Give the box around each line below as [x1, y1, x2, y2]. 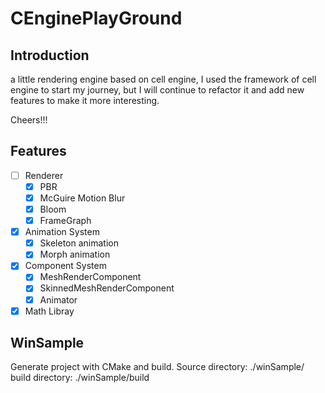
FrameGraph [39, 215, 92, 227]
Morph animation [39, 248, 111, 261]
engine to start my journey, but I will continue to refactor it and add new [10, 84, 305, 96]
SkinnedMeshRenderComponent [39, 282, 175, 294]
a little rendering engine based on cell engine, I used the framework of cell [10, 73, 317, 85]
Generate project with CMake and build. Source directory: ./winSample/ [10, 361, 305, 373]
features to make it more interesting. [10, 95, 160, 106]
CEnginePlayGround [10, 7, 183, 30]
